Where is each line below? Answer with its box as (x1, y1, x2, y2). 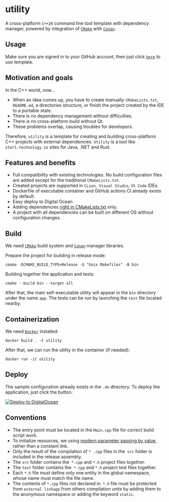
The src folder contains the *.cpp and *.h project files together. (12, 459, 145, 465)
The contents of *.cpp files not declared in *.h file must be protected (12, 480, 157, 486)
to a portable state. (12, 107, 52, 113)
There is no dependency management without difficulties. (12, 112, 133, 119)
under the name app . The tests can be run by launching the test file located (5, 295, 162, 301)
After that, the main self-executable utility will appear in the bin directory (5, 290, 156, 296)
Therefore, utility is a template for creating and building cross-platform (5, 133, 156, 139)
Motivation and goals (5, 74, 73, 82)
